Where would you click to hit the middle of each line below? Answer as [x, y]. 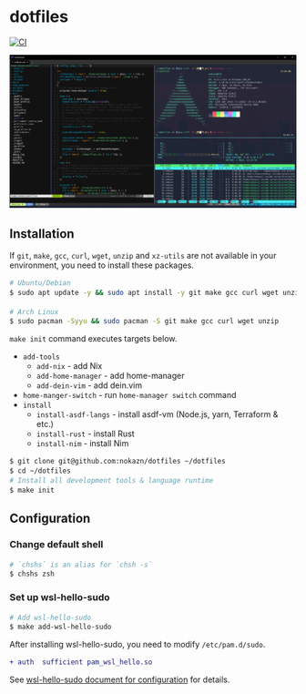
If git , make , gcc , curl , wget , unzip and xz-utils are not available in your [143, 255]
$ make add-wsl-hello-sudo [61, 627]
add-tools [41, 357]
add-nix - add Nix [69, 366]
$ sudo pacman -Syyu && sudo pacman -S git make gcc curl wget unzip [144, 321]
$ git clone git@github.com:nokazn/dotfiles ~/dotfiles [117, 462]
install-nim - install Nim [82, 444]
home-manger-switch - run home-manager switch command [129, 395]
